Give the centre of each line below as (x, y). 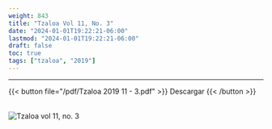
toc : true (25, 53)
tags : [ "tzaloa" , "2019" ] (52, 61)
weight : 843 (28, 16)
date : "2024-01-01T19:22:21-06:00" (68, 31)
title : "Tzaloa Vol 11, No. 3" (61, 23)
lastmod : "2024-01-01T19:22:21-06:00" (74, 38)
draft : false (30, 46)
